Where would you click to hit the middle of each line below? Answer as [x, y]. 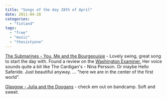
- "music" [20, 38]
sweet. [12, 92]
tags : [11, 28]
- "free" [19, 33]
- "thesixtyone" [26, 42]
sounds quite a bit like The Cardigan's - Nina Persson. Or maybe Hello [77, 66]
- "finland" [22, 24]
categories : [17, 19]
